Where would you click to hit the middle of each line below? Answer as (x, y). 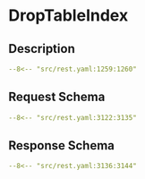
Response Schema (62, 145)
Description (42, 49)
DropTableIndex (68, 16)
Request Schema (57, 97)
